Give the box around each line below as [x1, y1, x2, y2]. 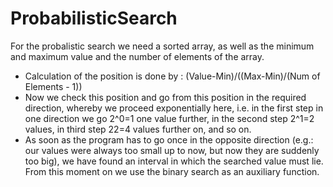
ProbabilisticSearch [10, 7, 178, 30]
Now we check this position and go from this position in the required [24, 91, 307, 103]
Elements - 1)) [24, 80, 83, 92]
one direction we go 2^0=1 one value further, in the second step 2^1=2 [24, 112, 315, 124]
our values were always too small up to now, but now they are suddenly [24, 144, 320, 156]
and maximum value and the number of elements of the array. [10, 50, 265, 62]
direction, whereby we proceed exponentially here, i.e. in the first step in [24, 102, 324, 114]
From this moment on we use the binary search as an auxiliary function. [24, 165, 320, 177]
